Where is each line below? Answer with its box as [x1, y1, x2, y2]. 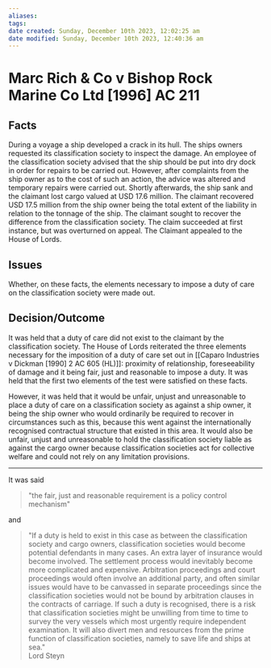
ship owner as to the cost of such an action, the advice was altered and [8, 175, 246, 184]
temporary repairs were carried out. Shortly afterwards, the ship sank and [8, 183, 253, 192]
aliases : [8, 11, 38, 20]
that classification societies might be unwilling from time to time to [27, 607, 248, 617]
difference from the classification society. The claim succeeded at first [8, 218, 244, 227]
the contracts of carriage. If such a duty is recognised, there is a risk [27, 599, 256, 609]
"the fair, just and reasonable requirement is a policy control [27, 490, 227, 500]
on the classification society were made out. [8, 288, 156, 298]
